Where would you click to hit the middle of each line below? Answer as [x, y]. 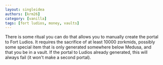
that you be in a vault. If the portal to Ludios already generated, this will [76, 52]
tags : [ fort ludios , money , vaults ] [42, 23]
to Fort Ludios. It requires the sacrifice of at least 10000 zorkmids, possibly [80, 42]
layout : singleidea [25, 9]
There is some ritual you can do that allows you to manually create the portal [82, 37]
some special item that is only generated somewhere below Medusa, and [78, 47]
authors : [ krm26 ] [23, 14]
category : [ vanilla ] [26, 18]
